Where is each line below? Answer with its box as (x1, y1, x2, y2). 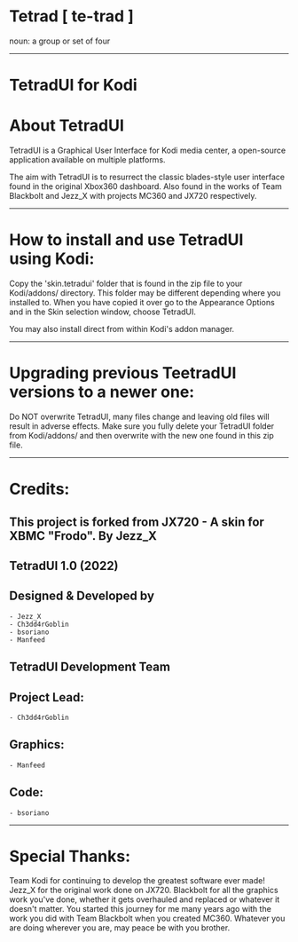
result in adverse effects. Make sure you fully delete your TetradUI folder (9, 420, 275, 431)
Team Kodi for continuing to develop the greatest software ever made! (9, 875, 266, 886)
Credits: (9, 479, 70, 499)
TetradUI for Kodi (9, 75, 137, 95)
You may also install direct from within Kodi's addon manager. (9, 324, 235, 334)
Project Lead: (9, 690, 84, 705)
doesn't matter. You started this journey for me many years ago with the (9, 904, 272, 914)
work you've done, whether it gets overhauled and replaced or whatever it (9, 894, 280, 905)
